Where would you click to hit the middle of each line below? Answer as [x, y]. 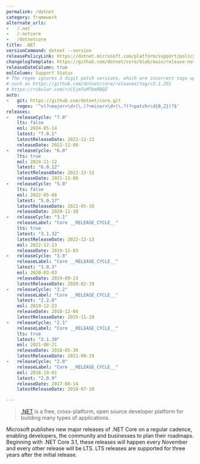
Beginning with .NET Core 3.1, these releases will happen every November [97, 442]
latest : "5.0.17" [38, 201]
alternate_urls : [26, 23]
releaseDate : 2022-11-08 [48, 145]
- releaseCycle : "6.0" [37, 150]
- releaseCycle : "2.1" [37, 322]
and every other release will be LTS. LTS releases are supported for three [96, 448]
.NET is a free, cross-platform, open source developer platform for [102, 411]
